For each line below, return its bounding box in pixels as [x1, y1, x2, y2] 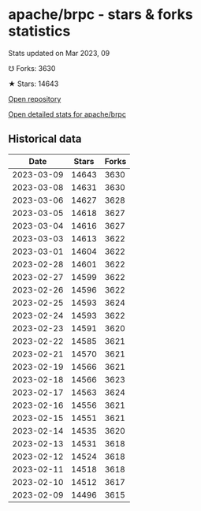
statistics [8, 22, 71, 40]
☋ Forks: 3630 [8, 63, 56, 73]
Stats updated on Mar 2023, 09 [8, 48, 110, 58]
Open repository [8, 94, 61, 103]
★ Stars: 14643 [8, 79, 59, 88]
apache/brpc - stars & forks [8, 6, 193, 24]
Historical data [8, 132, 82, 146]
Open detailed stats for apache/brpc [8, 109, 126, 119]
